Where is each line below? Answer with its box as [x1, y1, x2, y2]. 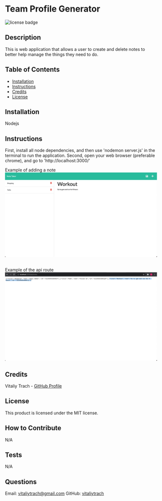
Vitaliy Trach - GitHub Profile [5, 383, 62, 389]
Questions [5, 478, 37, 486]
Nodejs [5, 121, 19, 126]
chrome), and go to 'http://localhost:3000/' [5, 158, 90, 164]
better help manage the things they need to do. [5, 51, 99, 57]
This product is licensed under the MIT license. [5, 410, 99, 416]
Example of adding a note [5, 167, 56, 173]
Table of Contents [5, 65, 60, 74]
